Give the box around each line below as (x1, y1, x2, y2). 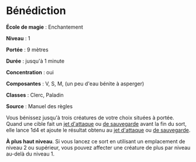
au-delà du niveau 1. (6, 150, 55, 157)
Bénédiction (6, 4, 66, 18)
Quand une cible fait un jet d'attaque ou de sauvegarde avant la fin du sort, (6, 120, 187, 127)
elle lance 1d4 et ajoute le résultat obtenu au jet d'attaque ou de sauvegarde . (6, 126, 191, 133)
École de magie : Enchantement (6, 23, 84, 30)
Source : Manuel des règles (6, 102, 73, 109)
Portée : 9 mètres (6, 46, 49, 53)
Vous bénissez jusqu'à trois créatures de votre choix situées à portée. (6, 114, 174, 121)
